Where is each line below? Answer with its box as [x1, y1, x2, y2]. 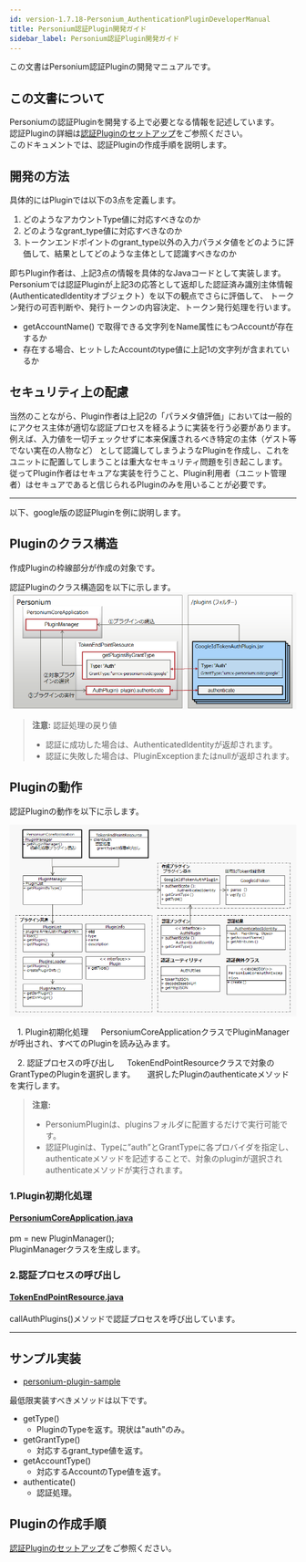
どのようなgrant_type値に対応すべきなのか [22, 225, 183, 236]
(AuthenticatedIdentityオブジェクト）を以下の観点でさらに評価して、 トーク [9, 290, 294, 301]
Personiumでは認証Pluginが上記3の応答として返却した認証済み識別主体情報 [9, 279, 293, 289]
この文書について [9, 90, 106, 106]
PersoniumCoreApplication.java [9, 1213, 134, 1224]
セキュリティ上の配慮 [9, 384, 129, 401]
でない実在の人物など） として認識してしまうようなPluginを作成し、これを [9, 444, 290, 455]
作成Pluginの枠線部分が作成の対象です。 [9, 562, 160, 573]
